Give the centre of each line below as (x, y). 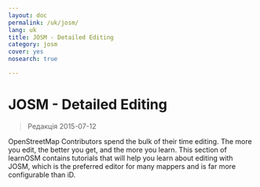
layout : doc (27, 15)
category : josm (33, 45)
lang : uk (22, 30)
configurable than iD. (42, 174)
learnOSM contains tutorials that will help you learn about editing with (121, 158)
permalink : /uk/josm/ (44, 23)
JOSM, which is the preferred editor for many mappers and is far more (122, 166)
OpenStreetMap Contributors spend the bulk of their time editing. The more (130, 141)
